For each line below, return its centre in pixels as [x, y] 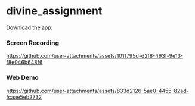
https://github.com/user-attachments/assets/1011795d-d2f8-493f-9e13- [95, 56]
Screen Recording [33, 43]
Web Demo [22, 77]
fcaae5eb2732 [24, 97]
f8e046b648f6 [24, 62]
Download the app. [30, 27]
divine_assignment [54, 11]
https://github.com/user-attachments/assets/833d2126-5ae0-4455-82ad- [97, 91]
